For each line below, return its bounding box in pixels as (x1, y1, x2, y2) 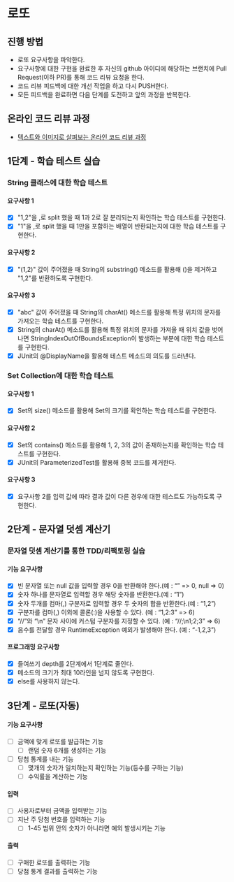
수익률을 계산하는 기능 (27, 772, 89, 781)
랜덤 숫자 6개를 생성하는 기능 (27, 746, 107, 754)
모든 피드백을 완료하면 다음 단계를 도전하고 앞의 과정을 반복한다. (17, 91, 191, 99)
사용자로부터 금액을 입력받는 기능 (17, 807, 108, 815)
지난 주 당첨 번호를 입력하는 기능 (17, 815, 105, 824)
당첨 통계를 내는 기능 (17, 755, 74, 763)
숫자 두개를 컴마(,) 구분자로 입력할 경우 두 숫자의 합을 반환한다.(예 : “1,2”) (17, 599, 217, 607)
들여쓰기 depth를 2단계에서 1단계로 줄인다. (17, 659, 134, 667)
